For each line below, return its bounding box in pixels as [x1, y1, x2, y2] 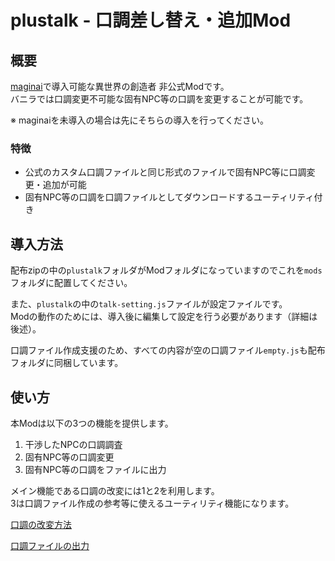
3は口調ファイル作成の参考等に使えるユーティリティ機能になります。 [10, 497, 295, 509]
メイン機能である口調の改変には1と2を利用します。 [10, 484, 220, 496]
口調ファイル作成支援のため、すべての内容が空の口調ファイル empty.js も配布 [10, 344, 326, 356]
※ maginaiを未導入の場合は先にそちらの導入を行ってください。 [10, 114, 270, 126]
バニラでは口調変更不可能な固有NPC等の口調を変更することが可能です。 [10, 93, 309, 105]
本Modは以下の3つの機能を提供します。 [10, 417, 174, 429]
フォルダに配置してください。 [10, 277, 133, 289]
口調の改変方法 [10, 518, 72, 530]
